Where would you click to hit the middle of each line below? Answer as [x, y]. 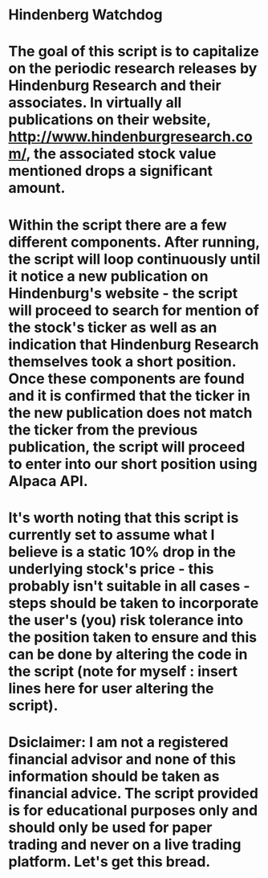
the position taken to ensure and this [133, 637]
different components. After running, [134, 242]
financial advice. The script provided [134, 793]
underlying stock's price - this [111, 569]
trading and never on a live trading [125, 844]
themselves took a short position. [122, 361]
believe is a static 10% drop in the [122, 551]
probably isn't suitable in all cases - [129, 586]
